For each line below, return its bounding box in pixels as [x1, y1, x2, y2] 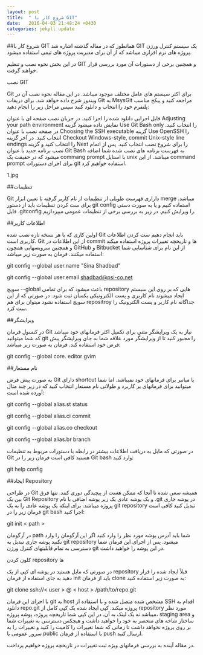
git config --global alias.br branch [7, 436, 91, 443]
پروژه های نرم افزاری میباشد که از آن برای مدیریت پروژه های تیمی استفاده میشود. [7, 49, 192, 56]
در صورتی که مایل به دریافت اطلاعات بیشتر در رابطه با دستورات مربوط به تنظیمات [7, 448, 193, 455]
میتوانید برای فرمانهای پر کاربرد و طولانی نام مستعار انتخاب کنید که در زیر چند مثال [7, 382, 192, 390]
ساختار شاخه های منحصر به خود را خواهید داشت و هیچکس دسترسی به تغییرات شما [7, 617, 194, 624]
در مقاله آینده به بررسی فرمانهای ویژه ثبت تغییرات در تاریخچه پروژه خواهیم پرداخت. [7, 642, 195, 649]
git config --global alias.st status [7, 401, 88, 408]
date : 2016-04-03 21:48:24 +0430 [7, 20, 97, 26]
